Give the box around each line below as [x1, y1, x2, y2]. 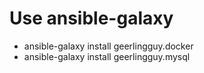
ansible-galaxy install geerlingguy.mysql [23, 50, 191, 62]
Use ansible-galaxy [9, 7, 174, 30]
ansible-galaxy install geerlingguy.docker [23, 40, 194, 52]
